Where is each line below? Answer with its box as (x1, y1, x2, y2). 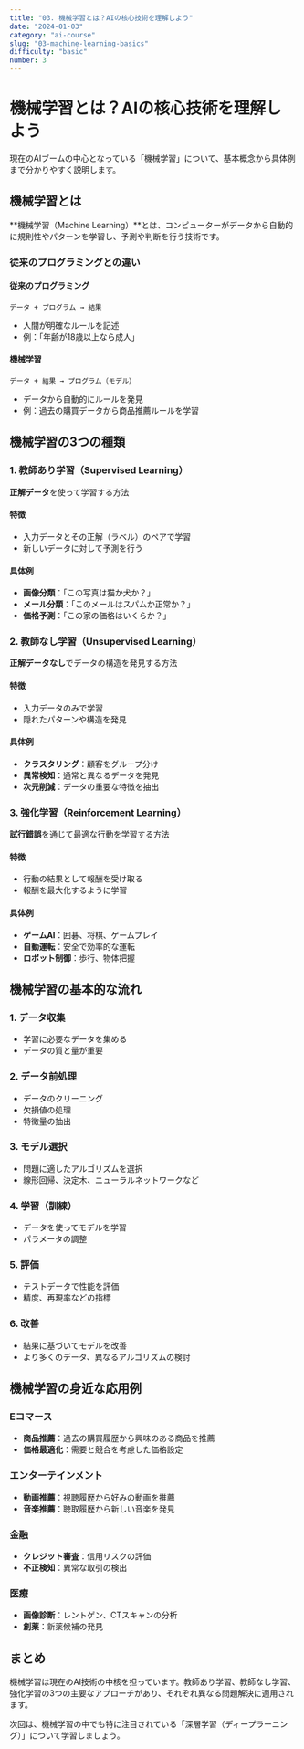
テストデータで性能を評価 (22, 1280, 120, 1292)
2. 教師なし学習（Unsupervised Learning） (9, 636, 203, 648)
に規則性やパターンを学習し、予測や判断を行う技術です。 (9, 230, 225, 242)
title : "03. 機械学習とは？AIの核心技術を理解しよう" (9, 13, 194, 23)
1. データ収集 (9, 1011, 66, 1024)
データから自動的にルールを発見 (22, 394, 143, 405)
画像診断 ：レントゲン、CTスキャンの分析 (22, 1609, 178, 1621)
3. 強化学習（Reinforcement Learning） (9, 806, 187, 818)
